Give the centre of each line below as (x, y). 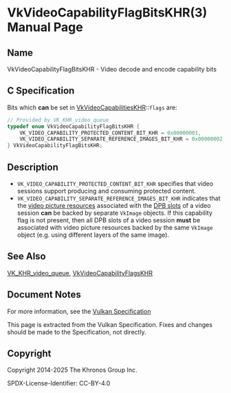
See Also (26, 256)
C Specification (41, 91)
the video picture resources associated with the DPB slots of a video (114, 205)
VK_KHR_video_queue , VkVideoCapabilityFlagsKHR (80, 273)
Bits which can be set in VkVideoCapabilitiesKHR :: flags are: (92, 107)
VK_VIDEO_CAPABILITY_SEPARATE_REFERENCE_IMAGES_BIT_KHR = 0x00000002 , (123, 139)
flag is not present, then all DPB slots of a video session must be (109, 220)
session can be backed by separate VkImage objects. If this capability (115, 213)
